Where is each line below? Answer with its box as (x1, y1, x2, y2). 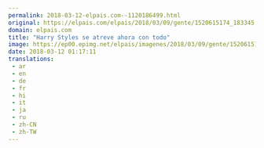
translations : (8, 56, 55, 63)
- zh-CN (11, 121, 37, 128)
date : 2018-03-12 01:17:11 (8, 48, 97, 56)
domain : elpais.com (8, 26, 72, 34)
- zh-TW (11, 128, 37, 135)
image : (8, 41, 30, 49)
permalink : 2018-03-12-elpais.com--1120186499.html (8, 11, 181, 20)
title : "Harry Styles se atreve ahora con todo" (8, 33, 170, 42)
